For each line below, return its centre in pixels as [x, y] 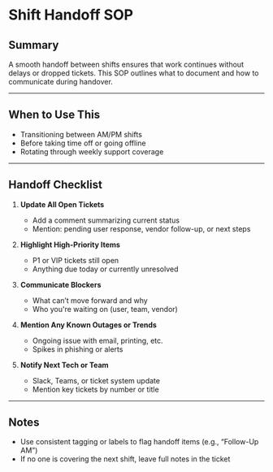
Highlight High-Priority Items [70, 245]
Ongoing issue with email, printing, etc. [98, 340]
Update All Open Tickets [62, 204]
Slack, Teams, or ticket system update [96, 380]
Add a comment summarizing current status [106, 220]
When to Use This [54, 115]
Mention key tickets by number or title [96, 389]
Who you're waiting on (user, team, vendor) [105, 309]
